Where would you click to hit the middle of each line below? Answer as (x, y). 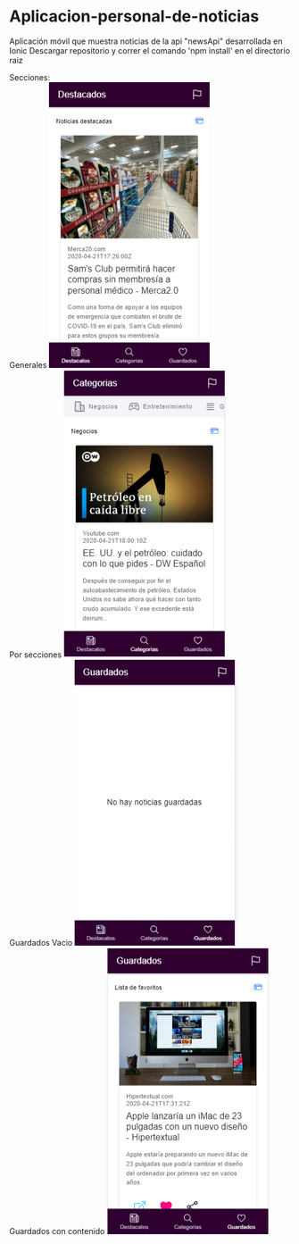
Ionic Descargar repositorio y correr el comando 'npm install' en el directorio (150, 50)
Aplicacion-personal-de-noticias (134, 17)
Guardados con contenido (57, 1231)
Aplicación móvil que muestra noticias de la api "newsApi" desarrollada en (146, 41)
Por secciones (36, 655)
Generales (28, 364)
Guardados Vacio (41, 942)
